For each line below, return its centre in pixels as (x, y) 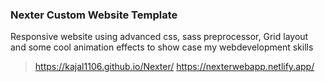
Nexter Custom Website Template (94, 15)
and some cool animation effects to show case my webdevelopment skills (162, 47)
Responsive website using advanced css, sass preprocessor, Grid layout (159, 37)
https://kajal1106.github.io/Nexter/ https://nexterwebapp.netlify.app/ (174, 67)
